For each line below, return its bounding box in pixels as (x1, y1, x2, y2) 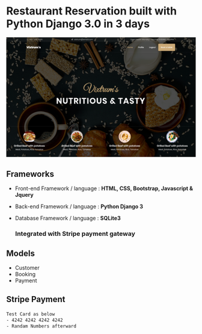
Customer (14, 264, 40, 271)
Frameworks (6, 169, 55, 179)
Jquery (14, 191, 34, 199)
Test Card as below (6, 311, 55, 317)
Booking (14, 270, 36, 277)
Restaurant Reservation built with (6, 4, 177, 18)
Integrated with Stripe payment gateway (14, 230, 135, 238)
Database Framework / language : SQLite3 (14, 215, 121, 222)
